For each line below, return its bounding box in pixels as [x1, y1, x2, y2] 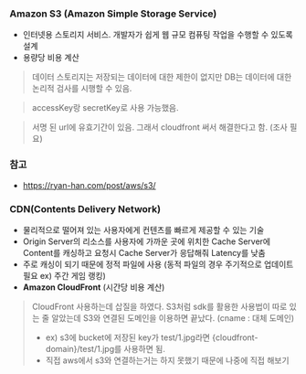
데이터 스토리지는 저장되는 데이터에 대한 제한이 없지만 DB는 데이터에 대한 [31, 71, 292, 82]
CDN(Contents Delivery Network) [9, 202, 162, 215]
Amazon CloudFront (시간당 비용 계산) [22, 282, 165, 293]
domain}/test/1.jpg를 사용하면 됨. [45, 343, 166, 354]
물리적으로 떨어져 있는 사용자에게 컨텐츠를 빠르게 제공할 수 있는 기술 [22, 224, 265, 235]
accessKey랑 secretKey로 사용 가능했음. [31, 102, 180, 113]
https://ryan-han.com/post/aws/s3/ [22, 179, 157, 190]
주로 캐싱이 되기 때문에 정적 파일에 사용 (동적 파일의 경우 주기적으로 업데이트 [22, 259, 294, 270]
